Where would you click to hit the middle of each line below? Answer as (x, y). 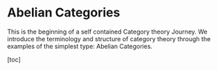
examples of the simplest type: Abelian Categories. (80, 46)
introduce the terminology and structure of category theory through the (109, 38)
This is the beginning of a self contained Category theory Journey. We (107, 32)
